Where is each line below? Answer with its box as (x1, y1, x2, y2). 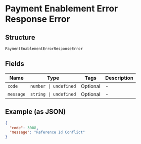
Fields (5, 60, 25, 68)
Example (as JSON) (5, 107, 66, 116)
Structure (5, 33, 36, 42)
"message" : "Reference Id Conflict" (9, 130, 85, 135)
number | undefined (30, 83, 76, 89)
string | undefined (30, 91, 76, 97)
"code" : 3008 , (9, 125, 39, 130)
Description (105, 74, 134, 81)
